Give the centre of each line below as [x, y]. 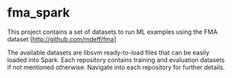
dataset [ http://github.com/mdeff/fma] [62, 39]
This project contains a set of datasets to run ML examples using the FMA [113, 32]
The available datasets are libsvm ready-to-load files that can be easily [108, 52]
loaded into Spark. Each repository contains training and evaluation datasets [116, 59]
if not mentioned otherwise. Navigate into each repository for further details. [116, 67]
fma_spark [39, 13]
